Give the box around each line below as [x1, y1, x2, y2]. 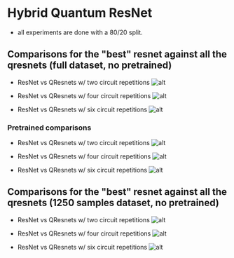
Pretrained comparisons [7, 123, 92, 133]
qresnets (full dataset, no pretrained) [7, 60, 172, 72]
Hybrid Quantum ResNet [7, 5, 153, 21]
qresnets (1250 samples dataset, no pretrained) [7, 197, 219, 209]
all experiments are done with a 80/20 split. [17, 28, 143, 36]
